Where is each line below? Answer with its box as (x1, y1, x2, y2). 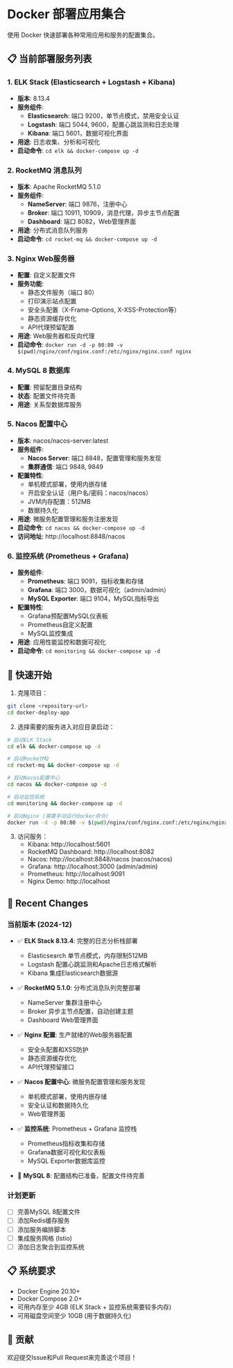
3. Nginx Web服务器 (7, 253, 75, 263)
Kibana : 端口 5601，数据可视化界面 (27, 129, 128, 137)
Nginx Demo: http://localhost (27, 877, 110, 886)
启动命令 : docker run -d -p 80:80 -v (17, 340, 123, 349)
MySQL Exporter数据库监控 (27, 1156, 106, 1166)
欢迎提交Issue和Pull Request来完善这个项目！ (7, 1353, 137, 1362)
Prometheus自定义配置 (27, 621, 94, 629)
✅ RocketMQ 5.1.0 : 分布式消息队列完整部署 (17, 984, 141, 992)
